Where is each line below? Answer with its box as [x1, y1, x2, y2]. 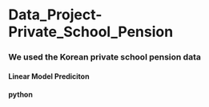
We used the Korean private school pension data [8, 51, 202, 63]
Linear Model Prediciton [8, 71, 90, 81]
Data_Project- [8, 6, 102, 24]
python [8, 90, 34, 100]
